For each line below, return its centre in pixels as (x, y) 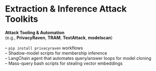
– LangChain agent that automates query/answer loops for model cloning (78, 58)
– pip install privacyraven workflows (44, 48)
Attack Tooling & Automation (35, 32)
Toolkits (21, 19)
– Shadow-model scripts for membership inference (56, 53)
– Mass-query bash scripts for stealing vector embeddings (64, 63)
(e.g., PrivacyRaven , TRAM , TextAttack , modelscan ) (59, 38)
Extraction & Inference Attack (66, 9)
